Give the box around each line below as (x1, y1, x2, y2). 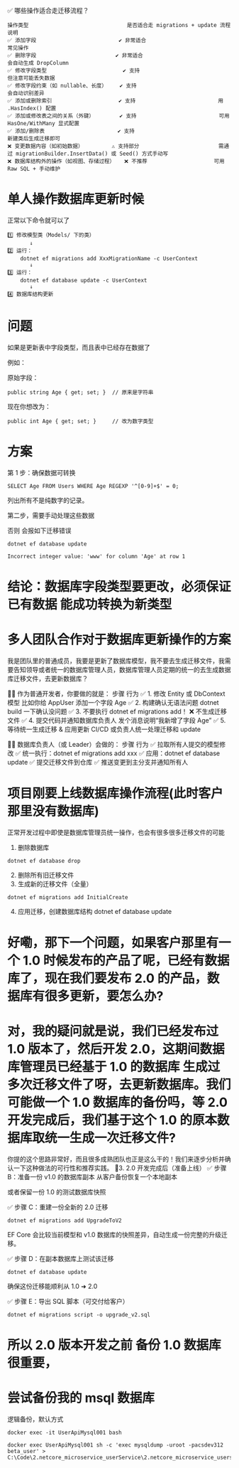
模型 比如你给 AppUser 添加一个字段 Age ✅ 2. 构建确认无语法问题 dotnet (7, 698, 219, 706)
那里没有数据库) (7, 803, 99, 819)
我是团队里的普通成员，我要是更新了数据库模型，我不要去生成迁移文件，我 (7, 656, 225, 665)
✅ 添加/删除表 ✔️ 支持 (7, 127, 135, 134)
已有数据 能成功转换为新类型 (7, 597, 172, 612)
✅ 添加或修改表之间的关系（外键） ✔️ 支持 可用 (7, 112, 230, 119)
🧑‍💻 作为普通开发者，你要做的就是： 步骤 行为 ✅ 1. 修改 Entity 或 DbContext (7, 689, 226, 698)
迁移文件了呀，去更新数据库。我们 (32, 1077, 232, 1093)
